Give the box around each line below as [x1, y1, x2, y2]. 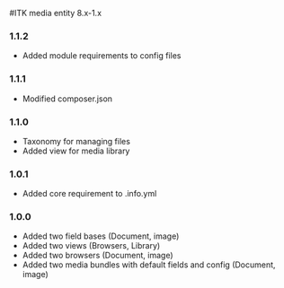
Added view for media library [22, 145, 130, 156]
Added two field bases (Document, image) [22, 231, 180, 241]
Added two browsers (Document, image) [22, 250, 173, 261]
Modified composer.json [22, 93, 113, 104]
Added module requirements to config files [22, 50, 182, 61]
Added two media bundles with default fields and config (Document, [22, 259, 276, 270]
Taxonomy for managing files [22, 135, 130, 146]
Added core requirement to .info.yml [22, 188, 157, 199]
